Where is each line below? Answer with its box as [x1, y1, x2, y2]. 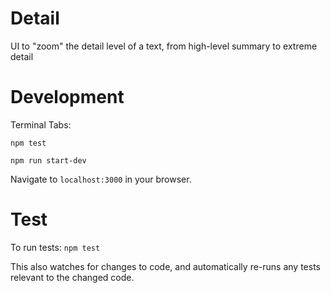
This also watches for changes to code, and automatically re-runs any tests [10, 260, 321, 272]
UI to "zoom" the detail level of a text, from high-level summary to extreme [10, 40, 318, 52]
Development [10, 86, 125, 109]
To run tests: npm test [10, 241, 101, 253]
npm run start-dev [10, 155, 87, 166]
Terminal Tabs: [10, 118, 72, 131]
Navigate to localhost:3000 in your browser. [10, 173, 192, 185]
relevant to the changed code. [10, 271, 135, 283]
